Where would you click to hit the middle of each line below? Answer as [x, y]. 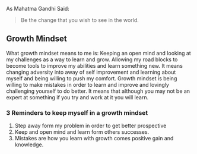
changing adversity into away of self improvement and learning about [91, 72]
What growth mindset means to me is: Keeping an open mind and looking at [99, 53]
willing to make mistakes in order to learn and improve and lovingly [88, 84]
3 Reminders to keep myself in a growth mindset [77, 112]
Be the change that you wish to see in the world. [80, 20]
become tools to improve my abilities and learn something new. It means [94, 65]
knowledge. [29, 144]
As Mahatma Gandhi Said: [38, 9]
